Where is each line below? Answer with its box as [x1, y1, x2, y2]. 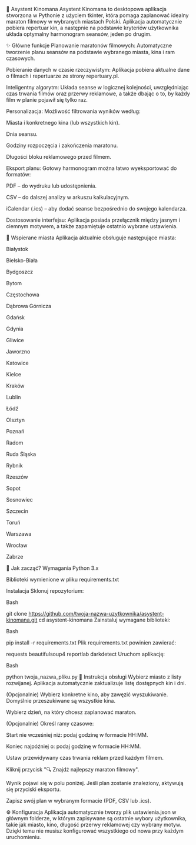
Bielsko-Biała [6, 257, 38, 264]
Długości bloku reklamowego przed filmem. [6, 153, 112, 160]
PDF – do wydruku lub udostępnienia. [6, 182, 97, 189]
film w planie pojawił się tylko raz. [6, 96, 88, 103]
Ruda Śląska [6, 450, 36, 457]
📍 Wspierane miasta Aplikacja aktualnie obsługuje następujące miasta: [6, 234, 177, 241]
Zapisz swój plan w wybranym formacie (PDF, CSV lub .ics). [6, 797, 151, 804]
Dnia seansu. [6, 131, 38, 138]
